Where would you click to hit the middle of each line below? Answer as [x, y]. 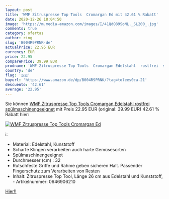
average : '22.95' [23, 89]
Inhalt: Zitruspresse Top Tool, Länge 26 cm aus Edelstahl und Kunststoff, [88, 176]
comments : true [21, 29]
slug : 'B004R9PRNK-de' [29, 43]
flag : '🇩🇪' [18, 75]
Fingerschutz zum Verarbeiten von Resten [56, 171]
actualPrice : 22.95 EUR [30, 47]
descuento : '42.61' [26, 84]
